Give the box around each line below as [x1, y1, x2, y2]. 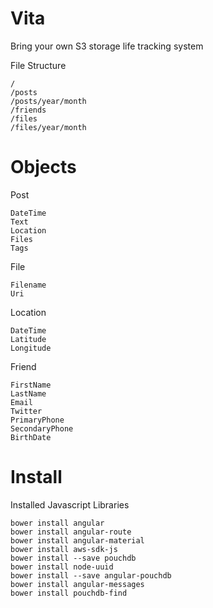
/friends [10, 105, 47, 115]
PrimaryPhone [10, 415, 65, 425]
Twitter [10, 406, 43, 416]
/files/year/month [10, 122, 87, 132]
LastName [10, 388, 47, 399]
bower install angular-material [10, 535, 145, 546]
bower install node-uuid [10, 562, 114, 572]
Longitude [10, 343, 52, 353]
